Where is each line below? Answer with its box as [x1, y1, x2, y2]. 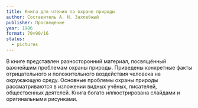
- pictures [11, 42, 38, 48]
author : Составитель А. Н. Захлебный [6, 14, 99, 20]
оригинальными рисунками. [6, 95, 78, 102]
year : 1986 [6, 25, 33, 31]
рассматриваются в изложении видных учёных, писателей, [6, 83, 158, 90]
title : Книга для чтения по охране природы [6, 8, 115, 15]
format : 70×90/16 [6, 31, 49, 37]
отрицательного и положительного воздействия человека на [6, 70, 161, 77]
